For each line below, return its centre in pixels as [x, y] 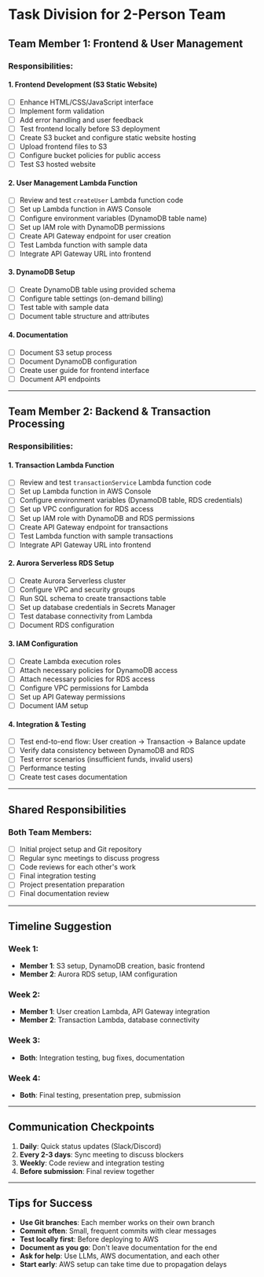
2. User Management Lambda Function [73, 183]
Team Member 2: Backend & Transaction [110, 412]
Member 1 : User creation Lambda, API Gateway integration [115, 1012]
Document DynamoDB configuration [78, 361]
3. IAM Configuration [43, 644]
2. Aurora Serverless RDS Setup [61, 563]
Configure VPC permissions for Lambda [84, 688]
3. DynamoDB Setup [42, 272]
